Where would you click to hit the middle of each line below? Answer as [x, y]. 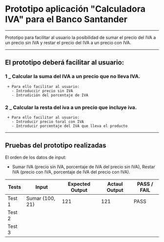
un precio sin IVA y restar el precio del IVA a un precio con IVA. [68, 42]
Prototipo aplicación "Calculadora [75, 9]
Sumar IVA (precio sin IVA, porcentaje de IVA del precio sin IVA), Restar [83, 166]
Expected [79, 184]
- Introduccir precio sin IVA [42, 91]
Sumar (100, [41, 198]
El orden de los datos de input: [36, 157]
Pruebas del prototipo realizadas [56, 146]
